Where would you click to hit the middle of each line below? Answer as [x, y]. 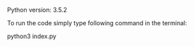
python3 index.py [32, 36]
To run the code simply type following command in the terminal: [97, 23]
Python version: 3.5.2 [37, 10]
